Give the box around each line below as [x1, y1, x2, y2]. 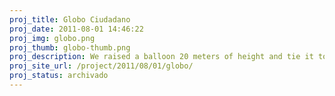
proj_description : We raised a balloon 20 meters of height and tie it [9, 52, 314, 62]
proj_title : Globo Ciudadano [9, 14, 131, 25]
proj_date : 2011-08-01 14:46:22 [9, 24, 144, 34]
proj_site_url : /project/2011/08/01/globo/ [9, 61, 194, 71]
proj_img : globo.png [9, 33, 96, 43]
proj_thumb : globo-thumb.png [9, 42, 131, 53]
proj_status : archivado [9, 71, 109, 81]
